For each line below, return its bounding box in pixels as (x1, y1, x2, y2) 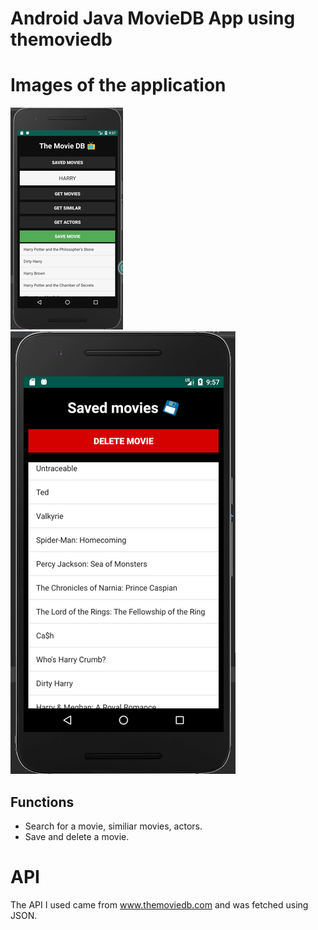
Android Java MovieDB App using (10, 7, 296, 30)
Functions (10, 793, 75, 811)
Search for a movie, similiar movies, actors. (24, 820, 203, 832)
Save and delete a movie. (24, 830, 130, 842)
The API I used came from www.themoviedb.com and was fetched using (10, 898, 309, 911)
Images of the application (10, 74, 227, 97)
